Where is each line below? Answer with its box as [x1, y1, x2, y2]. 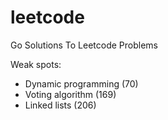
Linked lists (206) [24, 99, 97, 111]
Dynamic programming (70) [24, 77, 139, 90]
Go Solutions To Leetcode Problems [10, 39, 158, 51]
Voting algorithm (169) [24, 88, 117, 100]
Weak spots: [10, 58, 62, 70]
